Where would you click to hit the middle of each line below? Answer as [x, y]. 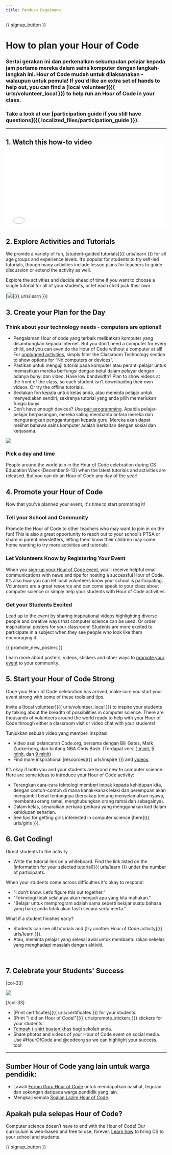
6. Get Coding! [29, 839]
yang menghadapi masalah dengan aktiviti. [58, 945]
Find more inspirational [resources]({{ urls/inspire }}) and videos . [81, 759]
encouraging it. [22, 637]
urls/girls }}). [27, 823]
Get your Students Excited [39, 604]
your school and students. [33, 1137]
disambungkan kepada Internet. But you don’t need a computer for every [90, 343]
